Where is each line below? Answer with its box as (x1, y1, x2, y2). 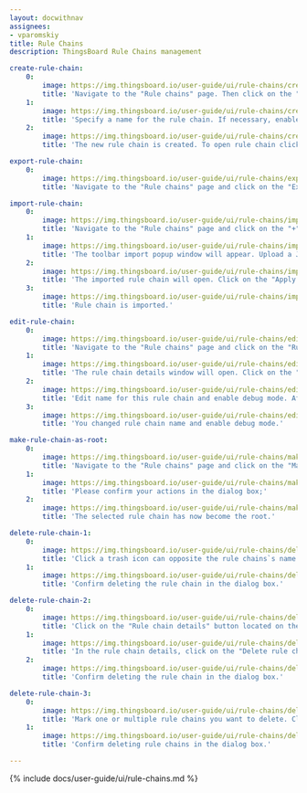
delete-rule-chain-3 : (9, 689, 92, 698)
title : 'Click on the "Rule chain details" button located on (42, 621, 284, 630)
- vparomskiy (9, 30, 59, 39)
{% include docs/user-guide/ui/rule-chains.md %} (9, 773, 199, 784)
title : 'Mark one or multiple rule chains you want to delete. (42, 714, 288, 724)
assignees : (9, 22, 51, 31)
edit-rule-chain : (9, 317, 76, 326)
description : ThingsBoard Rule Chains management (9, 48, 203, 57)
